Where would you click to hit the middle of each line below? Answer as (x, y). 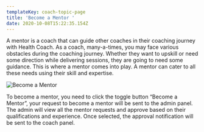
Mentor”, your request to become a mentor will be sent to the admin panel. (100, 103)
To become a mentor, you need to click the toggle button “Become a (92, 97)
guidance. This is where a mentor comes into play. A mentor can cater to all (101, 67)
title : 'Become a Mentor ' (40, 18)
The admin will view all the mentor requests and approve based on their (96, 110)
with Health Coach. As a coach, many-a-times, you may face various (93, 47)
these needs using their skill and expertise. (60, 73)
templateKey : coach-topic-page (46, 12)
